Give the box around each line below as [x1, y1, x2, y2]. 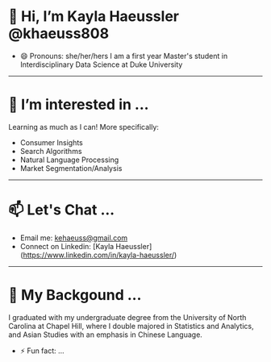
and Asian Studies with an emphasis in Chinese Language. [8, 330, 203, 339]
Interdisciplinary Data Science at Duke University [19, 60, 183, 69]
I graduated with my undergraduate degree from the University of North [8, 312, 247, 322]
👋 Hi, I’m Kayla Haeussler [8, 7, 180, 26]
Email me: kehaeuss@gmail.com [19, 233, 128, 243]
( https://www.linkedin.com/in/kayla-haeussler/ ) [19, 250, 177, 260]
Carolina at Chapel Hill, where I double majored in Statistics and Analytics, [8, 321, 254, 331]
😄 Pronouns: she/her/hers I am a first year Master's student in [19, 51, 228, 60]
